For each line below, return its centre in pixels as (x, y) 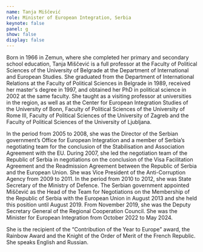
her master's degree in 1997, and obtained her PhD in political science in (96, 90)
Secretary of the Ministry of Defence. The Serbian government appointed (98, 185)
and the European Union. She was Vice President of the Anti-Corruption (96, 172)
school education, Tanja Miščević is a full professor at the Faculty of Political (102, 64)
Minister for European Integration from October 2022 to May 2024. (90, 217)
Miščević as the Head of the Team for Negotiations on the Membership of (98, 192)
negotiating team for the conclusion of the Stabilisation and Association (95, 147)
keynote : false (25, 23)
